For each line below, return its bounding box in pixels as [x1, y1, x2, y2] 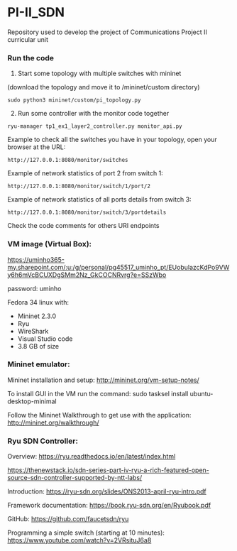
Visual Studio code [17, 334, 73, 343]
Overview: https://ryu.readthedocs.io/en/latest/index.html [7, 452, 176, 461]
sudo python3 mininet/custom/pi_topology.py [7, 97, 141, 104]
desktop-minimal [7, 397, 57, 405]
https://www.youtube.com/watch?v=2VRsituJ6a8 [7, 536, 152, 545]
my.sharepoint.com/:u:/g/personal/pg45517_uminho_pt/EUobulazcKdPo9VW [7, 263, 230, 271]
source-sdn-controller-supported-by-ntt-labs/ [7, 474, 143, 482]
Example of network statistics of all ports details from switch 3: [7, 195, 192, 204]
